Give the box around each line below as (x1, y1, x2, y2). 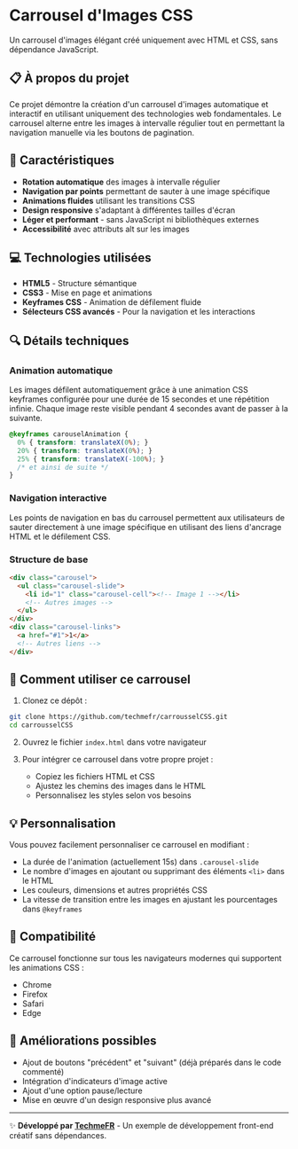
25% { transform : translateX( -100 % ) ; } (17, 454, 165, 464)
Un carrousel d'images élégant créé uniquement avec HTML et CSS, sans (9, 35, 278, 45)
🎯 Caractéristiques (9, 152, 115, 168)
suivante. (9, 413, 43, 424)
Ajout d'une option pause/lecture (21, 1085, 144, 1096)
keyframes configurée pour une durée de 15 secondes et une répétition (9, 394, 270, 404)
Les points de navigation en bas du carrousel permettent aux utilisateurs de (9, 512, 286, 523)
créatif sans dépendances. (9, 1129, 107, 1140)
